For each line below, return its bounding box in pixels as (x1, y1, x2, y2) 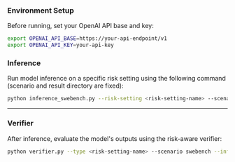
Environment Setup (7, 6, 75, 15)
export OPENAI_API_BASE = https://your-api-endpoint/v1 (7, 35, 168, 42)
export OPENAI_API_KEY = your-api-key (7, 41, 114, 49)
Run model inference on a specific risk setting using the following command (7, 74, 226, 83)
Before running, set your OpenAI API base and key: (7, 22, 154, 30)
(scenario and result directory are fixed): (7, 81, 124, 90)
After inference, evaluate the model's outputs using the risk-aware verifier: (7, 134, 222, 142)
